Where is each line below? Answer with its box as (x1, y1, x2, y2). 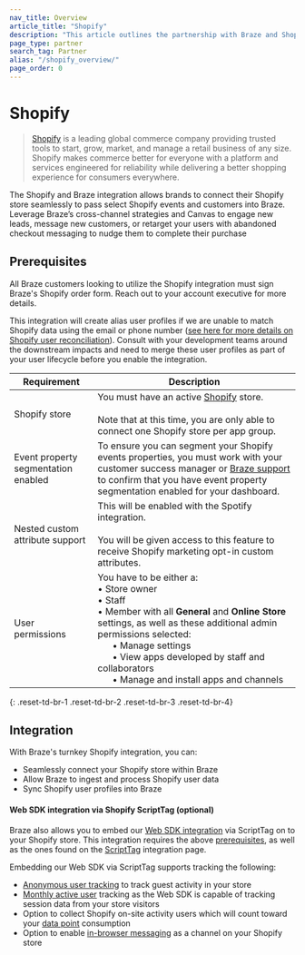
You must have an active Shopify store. (97, 390, 264, 403)
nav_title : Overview (9, 13, 88, 23)
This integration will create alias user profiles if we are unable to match (9, 315, 274, 326)
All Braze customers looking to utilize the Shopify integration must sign (9, 278, 274, 289)
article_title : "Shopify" (9, 22, 107, 31)
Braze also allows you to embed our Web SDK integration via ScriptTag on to (9, 824, 296, 835)
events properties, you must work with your (97, 450, 283, 463)
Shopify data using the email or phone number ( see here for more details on (9, 324, 293, 336)
